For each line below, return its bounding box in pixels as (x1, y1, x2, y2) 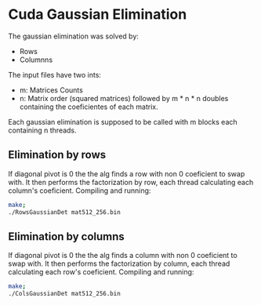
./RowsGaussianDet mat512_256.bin (8, 208, 121, 216)
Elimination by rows (8, 148, 107, 162)
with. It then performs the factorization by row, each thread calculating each (8, 177, 254, 187)
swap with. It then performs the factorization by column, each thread (8, 259, 230, 268)
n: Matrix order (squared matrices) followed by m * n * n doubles (19, 93, 229, 103)
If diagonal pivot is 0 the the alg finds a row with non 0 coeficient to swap (8, 169, 245, 178)
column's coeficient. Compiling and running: (8, 186, 151, 195)
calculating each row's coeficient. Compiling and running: (8, 267, 194, 277)
